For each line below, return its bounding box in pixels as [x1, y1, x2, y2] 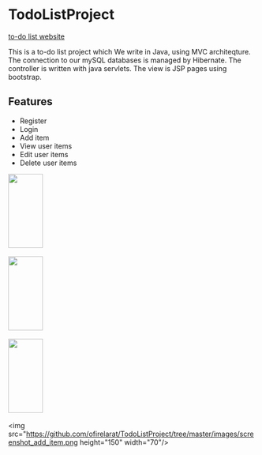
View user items [19, 141, 73, 151]
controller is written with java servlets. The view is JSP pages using [8, 63, 227, 73]
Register [19, 116, 47, 126]
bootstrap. [8, 72, 42, 81]
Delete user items [19, 158, 77, 167]
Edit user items [19, 149, 69, 159]
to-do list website [8, 32, 65, 41]
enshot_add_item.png [8, 437, 79, 447]
